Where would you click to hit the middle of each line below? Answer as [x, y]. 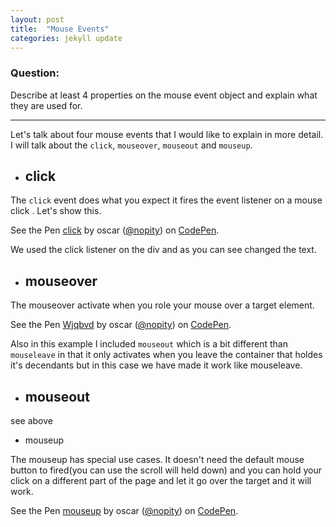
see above [31, 421]
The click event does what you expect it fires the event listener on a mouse [166, 200]
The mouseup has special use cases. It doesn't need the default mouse [157, 460]
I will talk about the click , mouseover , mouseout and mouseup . [131, 145]
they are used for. [46, 105]
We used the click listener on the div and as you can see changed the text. [163, 250]
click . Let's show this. [56, 211]
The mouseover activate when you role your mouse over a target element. [162, 305]
